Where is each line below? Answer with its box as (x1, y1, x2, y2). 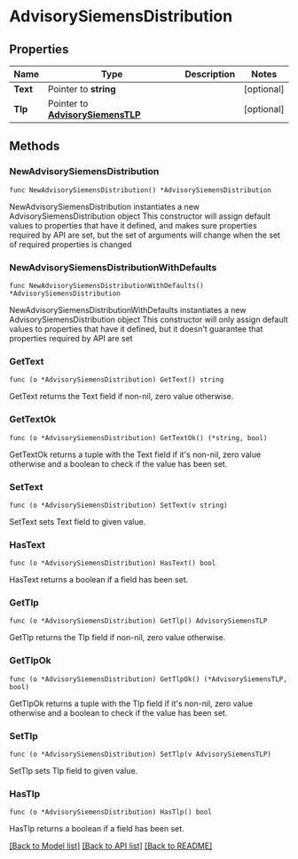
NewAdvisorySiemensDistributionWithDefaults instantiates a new (9, 304, 247, 315)
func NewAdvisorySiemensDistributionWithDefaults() (9, 281, 204, 290)
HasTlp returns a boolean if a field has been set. (9, 823, 184, 834)
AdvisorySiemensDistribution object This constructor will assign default (9, 211, 271, 221)
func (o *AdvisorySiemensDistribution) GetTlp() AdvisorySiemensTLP (9, 616, 268, 626)
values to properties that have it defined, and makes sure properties (9, 220, 257, 230)
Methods (9, 139, 60, 154)
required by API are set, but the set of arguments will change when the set (9, 229, 281, 240)
